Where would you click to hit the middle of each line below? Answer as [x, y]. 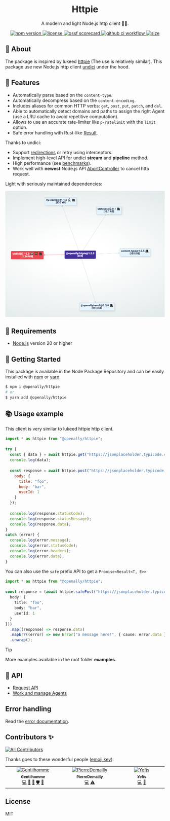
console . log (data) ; [30, 460]
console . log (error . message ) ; [40, 540]
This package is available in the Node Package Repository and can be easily [85, 372]
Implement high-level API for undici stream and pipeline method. [80, 158]
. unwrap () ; [21, 640]
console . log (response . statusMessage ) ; [51, 519]
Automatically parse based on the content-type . [62, 95]
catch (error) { [22, 535]
